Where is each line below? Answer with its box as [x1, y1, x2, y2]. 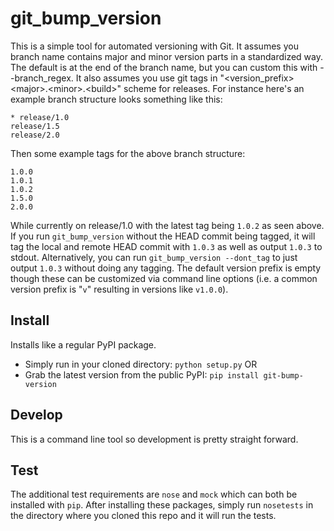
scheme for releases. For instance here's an [123, 82, 305, 94]
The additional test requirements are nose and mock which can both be [10, 488, 298, 501]
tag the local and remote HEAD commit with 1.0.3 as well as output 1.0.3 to [10, 240, 323, 252]
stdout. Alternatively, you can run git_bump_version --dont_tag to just [10, 251, 298, 263]
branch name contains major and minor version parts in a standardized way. [10, 50, 323, 62]
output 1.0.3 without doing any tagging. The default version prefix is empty [10, 262, 322, 274]
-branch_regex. [10, 72, 74, 84]
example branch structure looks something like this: [10, 93, 223, 105]
